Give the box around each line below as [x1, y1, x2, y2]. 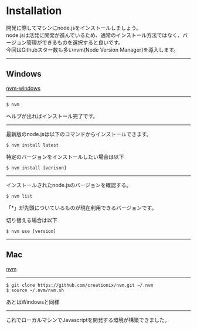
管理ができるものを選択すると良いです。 [26, 39, 124, 46]
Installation [6, 4, 62, 18]
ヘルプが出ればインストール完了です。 [6, 113, 98, 120]
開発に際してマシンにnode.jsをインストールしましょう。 [6, 24, 142, 31]
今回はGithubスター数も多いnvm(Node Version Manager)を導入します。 [6, 46, 179, 53]
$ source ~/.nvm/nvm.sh [6, 287, 64, 293]
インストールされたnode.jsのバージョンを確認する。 [6, 181, 132, 188]
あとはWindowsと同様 [6, 298, 60, 306]
